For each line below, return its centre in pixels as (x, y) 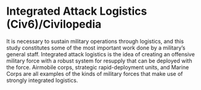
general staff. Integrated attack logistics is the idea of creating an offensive (101, 54)
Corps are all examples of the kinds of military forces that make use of (95, 73)
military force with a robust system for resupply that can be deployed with (99, 61)
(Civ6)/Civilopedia (54, 24)
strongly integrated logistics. (42, 80)
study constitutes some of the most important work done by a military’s (96, 48)
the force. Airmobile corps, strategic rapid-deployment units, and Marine (98, 67)
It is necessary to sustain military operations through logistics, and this (95, 41)
